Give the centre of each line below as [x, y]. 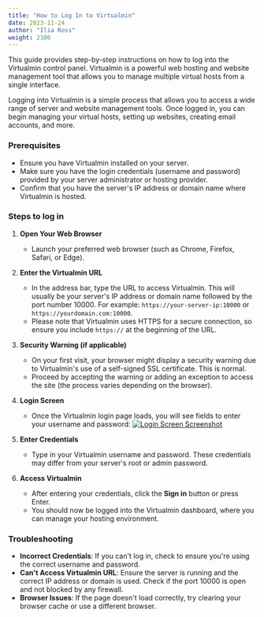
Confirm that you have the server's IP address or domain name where [133, 188]
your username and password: [81, 424]
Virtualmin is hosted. [53, 196]
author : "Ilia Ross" [42, 30]
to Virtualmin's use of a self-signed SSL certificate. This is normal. [139, 368]
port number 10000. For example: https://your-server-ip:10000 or [140, 305]
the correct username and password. [80, 564]
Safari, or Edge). [58, 257]
